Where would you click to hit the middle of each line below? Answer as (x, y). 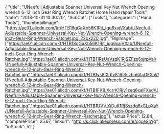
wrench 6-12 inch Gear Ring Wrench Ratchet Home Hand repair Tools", (77, 12)
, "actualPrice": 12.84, (132, 116)
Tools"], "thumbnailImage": (32, 22)
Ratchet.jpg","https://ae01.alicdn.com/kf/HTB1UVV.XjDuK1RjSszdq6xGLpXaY (82, 106)
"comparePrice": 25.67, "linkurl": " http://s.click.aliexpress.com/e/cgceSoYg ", (82, 121)
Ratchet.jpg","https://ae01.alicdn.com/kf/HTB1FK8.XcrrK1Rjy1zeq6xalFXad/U (82, 90)
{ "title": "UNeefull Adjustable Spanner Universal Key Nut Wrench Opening (80, 7)
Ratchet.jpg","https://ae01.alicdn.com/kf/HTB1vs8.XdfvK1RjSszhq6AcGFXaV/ (82, 75)
